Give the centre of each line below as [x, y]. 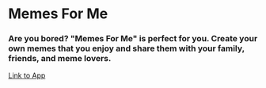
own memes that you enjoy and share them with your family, [127, 48]
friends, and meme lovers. [60, 59]
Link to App [27, 75]
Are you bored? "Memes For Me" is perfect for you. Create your [133, 39]
